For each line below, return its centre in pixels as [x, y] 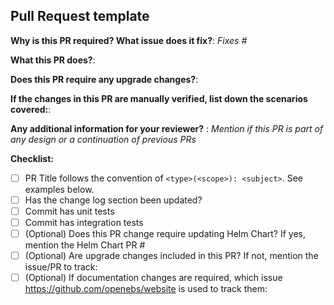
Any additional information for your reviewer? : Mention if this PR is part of [167, 128]
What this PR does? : [53, 60]
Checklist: [32, 158]
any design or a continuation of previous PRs [103, 139]
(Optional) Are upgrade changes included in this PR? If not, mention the [171, 256]
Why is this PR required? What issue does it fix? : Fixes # [129, 40]
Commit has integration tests [84, 222]
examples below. [59, 189]
